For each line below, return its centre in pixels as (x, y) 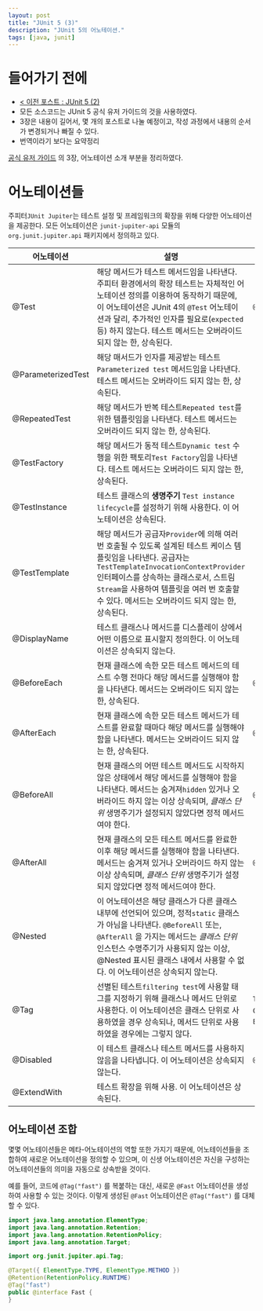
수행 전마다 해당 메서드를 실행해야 (172, 678)
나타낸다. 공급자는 (159, 558)
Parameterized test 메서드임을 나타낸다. (168, 369)
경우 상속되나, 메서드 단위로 (175, 1022)
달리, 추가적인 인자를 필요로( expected (178, 319)
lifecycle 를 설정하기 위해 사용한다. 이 (164, 507)
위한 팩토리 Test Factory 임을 (164, 458)
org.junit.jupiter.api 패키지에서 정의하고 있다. (83, 236)
